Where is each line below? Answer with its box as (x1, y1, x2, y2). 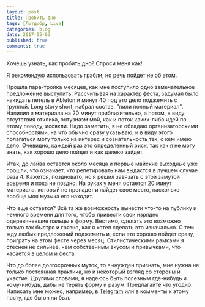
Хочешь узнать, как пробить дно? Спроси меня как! (6, 59, 143, 67)
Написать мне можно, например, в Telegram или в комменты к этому (6, 287, 189, 295)
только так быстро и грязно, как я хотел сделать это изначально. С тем (6, 223, 195, 231)
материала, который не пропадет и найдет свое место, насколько (6, 186, 180, 193)
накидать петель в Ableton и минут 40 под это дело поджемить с (6, 96, 177, 104)
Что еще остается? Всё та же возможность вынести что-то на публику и (6, 204, 197, 211)
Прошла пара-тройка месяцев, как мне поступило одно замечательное (6, 83, 195, 90)
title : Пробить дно (6, 15, 56, 21)
